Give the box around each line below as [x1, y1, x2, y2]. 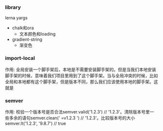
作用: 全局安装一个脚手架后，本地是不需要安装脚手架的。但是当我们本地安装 [5, 66, 156, 72]
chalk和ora [12, 25, 34, 31]
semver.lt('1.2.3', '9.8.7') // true [5, 120, 66, 126]
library [5, 4, 21, 11]
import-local [5, 55, 35, 62]
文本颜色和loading [19, 31, 56, 37]
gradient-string [12, 37, 43, 42]
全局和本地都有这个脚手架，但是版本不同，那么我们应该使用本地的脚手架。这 [5, 78, 158, 84]
